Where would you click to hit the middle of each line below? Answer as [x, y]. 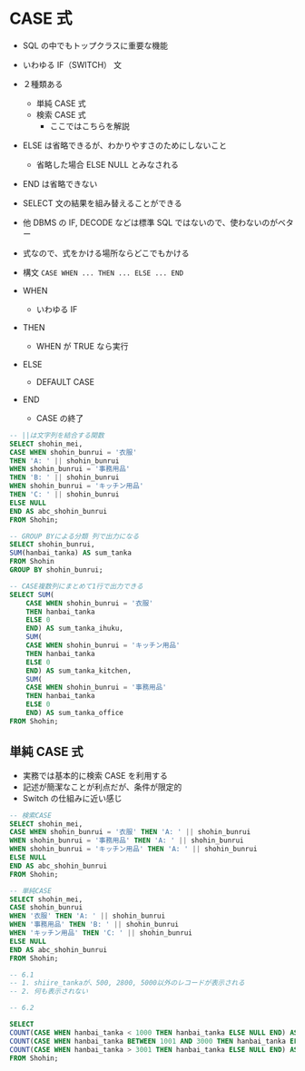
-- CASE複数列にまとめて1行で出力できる [76, 586]
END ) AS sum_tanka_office [75, 713]
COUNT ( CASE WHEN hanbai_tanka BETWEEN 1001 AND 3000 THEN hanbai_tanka [148, 1041]
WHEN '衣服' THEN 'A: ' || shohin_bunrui [88, 916]
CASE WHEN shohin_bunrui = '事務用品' [96, 688]
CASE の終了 [60, 418]
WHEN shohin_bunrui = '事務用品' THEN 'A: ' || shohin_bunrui [127, 840]
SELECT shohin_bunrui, [52, 545]
